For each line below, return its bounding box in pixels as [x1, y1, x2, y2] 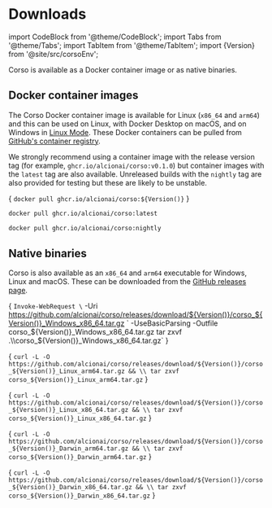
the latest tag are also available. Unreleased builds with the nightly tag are [8, 169, 262, 179]
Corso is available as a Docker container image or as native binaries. [8, 64, 238, 74]
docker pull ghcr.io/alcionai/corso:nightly [8, 224, 162, 232]
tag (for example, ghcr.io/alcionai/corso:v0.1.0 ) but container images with [8, 160, 265, 170]
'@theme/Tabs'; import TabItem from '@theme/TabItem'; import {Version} [8, 40, 256, 50]
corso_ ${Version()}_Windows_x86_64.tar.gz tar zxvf [8, 327, 183, 337]
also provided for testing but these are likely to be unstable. [8, 177, 207, 187]
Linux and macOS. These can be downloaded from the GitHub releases [8, 277, 247, 287]
